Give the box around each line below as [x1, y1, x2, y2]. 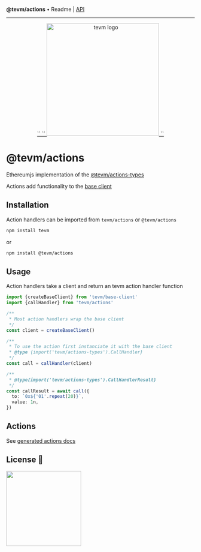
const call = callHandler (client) [6, 361, 93, 367]
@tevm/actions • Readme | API [6, 6, 85, 13]
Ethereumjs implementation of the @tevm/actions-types [6, 171, 145, 178]
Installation [6, 200, 49, 210]
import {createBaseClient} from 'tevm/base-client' [6, 294, 138, 300]
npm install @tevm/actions [6, 250, 74, 256]
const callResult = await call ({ [6, 388, 90, 394]
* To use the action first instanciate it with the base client [8, 344, 172, 350]
